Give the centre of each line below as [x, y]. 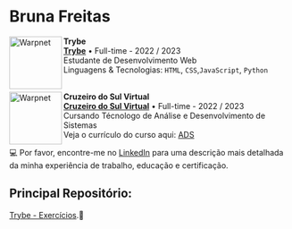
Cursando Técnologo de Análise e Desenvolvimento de [165, 115]
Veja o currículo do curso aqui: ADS [129, 134]
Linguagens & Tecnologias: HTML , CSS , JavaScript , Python [166, 70]
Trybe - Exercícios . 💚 [47, 215]
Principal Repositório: [71, 194]
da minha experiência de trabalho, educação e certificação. [119, 165]
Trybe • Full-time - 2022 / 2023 [122, 50]
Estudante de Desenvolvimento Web [130, 60]
